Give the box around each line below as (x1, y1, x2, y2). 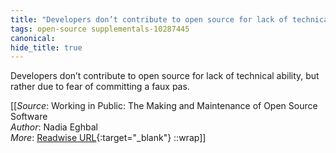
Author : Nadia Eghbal (10, 121, 98, 133)
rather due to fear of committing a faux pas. (10, 81, 190, 93)
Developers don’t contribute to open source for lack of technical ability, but (10, 70, 320, 82)
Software (10, 111, 48, 123)
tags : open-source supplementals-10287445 (10, 24, 190, 34)
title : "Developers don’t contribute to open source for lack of (10, 14, 288, 25)
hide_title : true (10, 42, 83, 53)
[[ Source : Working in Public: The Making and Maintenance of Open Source (10, 100, 318, 112)
